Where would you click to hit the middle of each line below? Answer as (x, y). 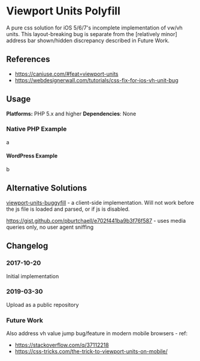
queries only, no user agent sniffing (50, 227)
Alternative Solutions (47, 188)
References (28, 59)
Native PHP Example (37, 129)
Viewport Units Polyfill (63, 11)
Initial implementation (33, 276)
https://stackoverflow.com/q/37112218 (62, 345)
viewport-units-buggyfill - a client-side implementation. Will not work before (100, 202)
